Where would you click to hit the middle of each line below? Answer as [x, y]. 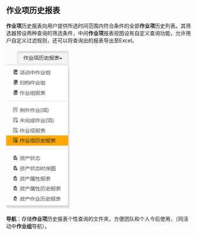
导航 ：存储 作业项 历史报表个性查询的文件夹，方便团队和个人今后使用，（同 [95, 219]
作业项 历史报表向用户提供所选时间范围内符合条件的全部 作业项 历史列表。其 [96, 26]
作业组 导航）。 [33, 226]
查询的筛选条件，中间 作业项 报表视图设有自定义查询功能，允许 [111, 33]
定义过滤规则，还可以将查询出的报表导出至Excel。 [77, 40]
